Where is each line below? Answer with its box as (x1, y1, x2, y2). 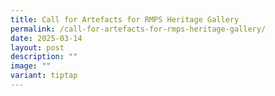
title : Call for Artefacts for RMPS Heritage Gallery (10, 14, 240, 25)
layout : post (10, 42, 65, 53)
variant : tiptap (10, 71, 78, 81)
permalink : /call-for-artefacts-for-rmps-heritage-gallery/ (10, 24, 267, 34)
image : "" (10, 61, 52, 71)
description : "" (10, 52, 78, 62)
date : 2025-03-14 (10, 33, 83, 43)
